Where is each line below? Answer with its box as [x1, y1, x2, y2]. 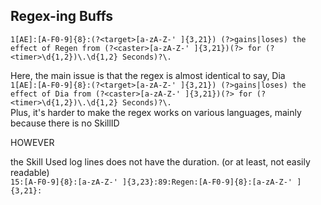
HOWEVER [10, 136, 55, 148]
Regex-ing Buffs [10, 8, 114, 25]
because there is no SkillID [10, 117, 120, 129]
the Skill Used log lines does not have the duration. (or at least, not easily [10, 155, 311, 168]
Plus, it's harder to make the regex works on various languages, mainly [10, 106, 302, 118]
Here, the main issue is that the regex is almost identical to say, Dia [10, 69, 286, 81]
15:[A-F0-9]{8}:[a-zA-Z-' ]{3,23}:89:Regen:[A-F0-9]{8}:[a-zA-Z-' [10, 177, 293, 187]
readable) [10, 166, 50, 178]
